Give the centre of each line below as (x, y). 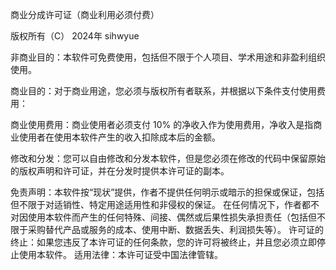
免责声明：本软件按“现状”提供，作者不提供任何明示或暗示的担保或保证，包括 (167, 192)
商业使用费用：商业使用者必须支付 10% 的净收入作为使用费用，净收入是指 (162, 124)
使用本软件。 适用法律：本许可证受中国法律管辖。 (120, 254)
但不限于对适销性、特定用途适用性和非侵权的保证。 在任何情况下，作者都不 (165, 204)
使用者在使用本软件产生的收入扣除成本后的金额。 (119, 137)
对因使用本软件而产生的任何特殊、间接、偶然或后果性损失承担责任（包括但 (163, 217)
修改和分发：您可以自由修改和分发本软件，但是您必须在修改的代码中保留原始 (168, 158)
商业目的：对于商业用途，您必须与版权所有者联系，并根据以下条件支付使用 (163, 91)
